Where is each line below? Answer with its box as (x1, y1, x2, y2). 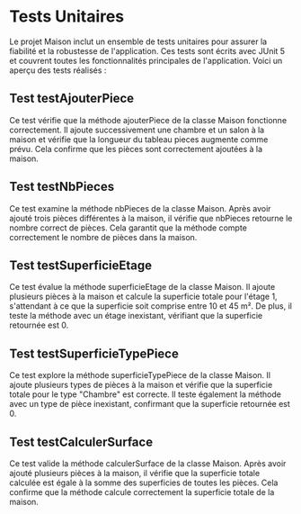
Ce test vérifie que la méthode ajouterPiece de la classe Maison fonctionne (9, 114, 288, 125)
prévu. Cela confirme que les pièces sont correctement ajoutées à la (9, 143, 263, 154)
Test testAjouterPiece (9, 91, 135, 106)
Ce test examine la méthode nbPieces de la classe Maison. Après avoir (9, 203, 271, 213)
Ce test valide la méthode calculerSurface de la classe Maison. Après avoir (9, 458, 287, 469)
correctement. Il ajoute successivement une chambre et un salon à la (9, 124, 265, 135)
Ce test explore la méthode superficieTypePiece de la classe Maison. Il (9, 370, 271, 381)
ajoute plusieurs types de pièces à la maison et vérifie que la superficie (9, 380, 273, 391)
